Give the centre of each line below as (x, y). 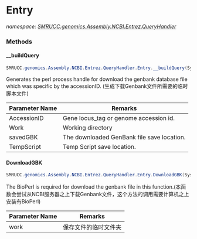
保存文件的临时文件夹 (92, 227)
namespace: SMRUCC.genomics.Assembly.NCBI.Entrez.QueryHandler (91, 26)
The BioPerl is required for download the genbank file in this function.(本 (94, 187)
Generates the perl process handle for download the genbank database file (97, 79)
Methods (19, 42)
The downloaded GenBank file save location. (124, 137)
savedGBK (23, 137)
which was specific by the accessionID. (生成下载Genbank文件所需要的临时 (97, 86)
